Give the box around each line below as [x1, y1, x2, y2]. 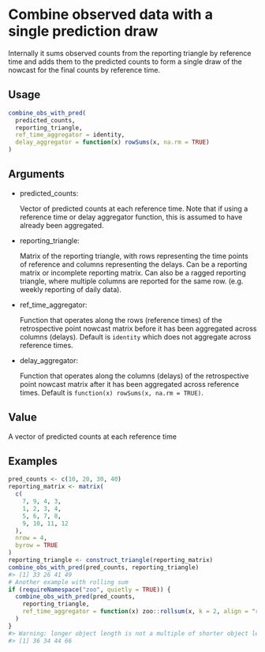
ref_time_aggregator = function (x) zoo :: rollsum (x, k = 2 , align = [22, 608, 248, 616]
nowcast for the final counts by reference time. [8, 65, 160, 74]
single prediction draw [8, 22, 159, 40]
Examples [8, 455, 58, 468]
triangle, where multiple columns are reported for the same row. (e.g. [19, 276, 244, 286]
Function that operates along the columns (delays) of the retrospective [19, 371, 250, 380]
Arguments [8, 167, 65, 181]
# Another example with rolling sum [8, 578, 129, 586]
